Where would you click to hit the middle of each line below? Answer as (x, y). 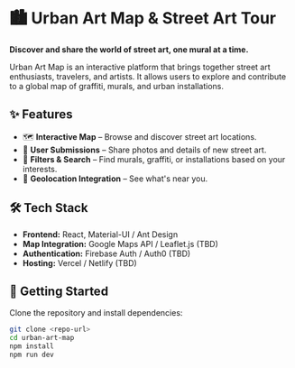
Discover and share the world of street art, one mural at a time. (129, 49)
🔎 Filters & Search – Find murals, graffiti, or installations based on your (154, 159)
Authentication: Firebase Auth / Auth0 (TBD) (106, 253)
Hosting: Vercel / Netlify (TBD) (79, 262)
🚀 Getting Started (59, 291)
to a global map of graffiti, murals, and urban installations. (116, 86)
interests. (40, 169)
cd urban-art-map (42, 338)
